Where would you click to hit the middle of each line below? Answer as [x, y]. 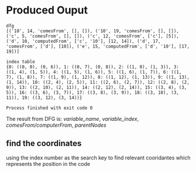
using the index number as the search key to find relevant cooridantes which [98, 157]
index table [20, 62]
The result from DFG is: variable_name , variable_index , [73, 118]
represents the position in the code [48, 164]
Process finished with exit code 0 [49, 108]
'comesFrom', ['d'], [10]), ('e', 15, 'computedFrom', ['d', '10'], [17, [98, 46]
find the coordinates [44, 143]
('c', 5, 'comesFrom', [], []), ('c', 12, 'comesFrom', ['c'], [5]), [93, 36]
